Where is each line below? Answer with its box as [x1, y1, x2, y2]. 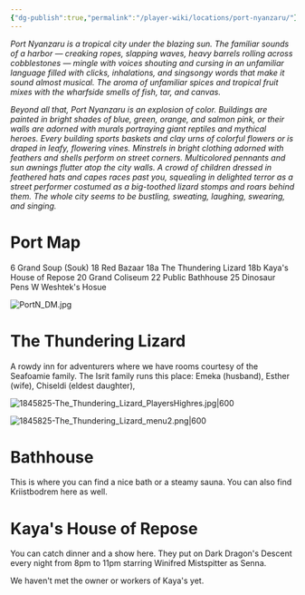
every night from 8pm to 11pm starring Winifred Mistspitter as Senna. [10, 558, 267, 569]
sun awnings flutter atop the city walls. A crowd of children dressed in [10, 161, 272, 172]
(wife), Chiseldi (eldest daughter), [10, 380, 136, 391]
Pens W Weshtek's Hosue [10, 281, 107, 292]
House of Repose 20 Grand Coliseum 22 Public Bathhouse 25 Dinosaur [10, 271, 276, 282]
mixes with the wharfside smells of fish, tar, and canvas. [10, 86, 221, 97]
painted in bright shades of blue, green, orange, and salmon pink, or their [10, 113, 285, 124]
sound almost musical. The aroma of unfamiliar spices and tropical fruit [10, 76, 279, 87]
